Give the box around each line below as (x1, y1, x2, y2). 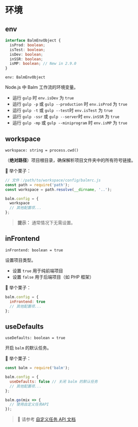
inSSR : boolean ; (9, 56, 43, 61)
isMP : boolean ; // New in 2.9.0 (9, 61, 77, 66)
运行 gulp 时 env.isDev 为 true (12, 95, 74, 101)
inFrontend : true (9, 299, 46, 304)
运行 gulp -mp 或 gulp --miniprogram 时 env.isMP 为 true (12, 120, 128, 126)
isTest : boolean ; (9, 47, 46, 52)
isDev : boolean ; (9, 52, 43, 57)
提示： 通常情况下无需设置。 (17, 220, 75, 226)
